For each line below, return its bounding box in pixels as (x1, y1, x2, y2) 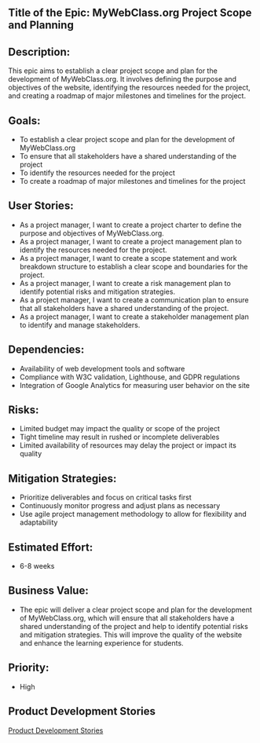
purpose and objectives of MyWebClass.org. (19, 228, 165, 238)
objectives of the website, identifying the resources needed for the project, (8, 82, 251, 93)
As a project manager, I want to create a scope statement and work (19, 253, 237, 262)
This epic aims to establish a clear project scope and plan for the (8, 66, 218, 75)
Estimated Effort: (8, 540, 93, 554)
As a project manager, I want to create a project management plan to (19, 236, 242, 246)
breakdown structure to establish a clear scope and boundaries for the (19, 262, 248, 271)
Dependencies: (8, 343, 85, 357)
